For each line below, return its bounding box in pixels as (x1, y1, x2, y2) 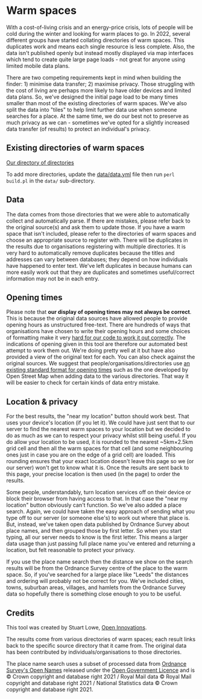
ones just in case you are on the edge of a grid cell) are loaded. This (6, 451, 176, 458)
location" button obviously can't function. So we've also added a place (6, 501, 182, 509)
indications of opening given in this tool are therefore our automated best (6, 340, 188, 348)
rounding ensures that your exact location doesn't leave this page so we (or (6, 458, 194, 465)
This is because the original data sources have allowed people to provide (6, 315, 188, 322)
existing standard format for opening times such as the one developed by (6, 366, 189, 374)
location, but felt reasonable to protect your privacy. (6, 547, 136, 554)
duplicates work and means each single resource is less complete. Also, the (6, 43, 195, 50)
